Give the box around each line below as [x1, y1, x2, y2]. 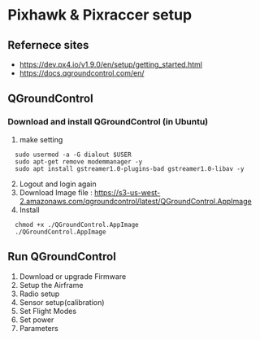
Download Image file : [19, 187, 93, 197]
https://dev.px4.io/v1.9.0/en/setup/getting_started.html [19, 59, 202, 69]
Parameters [19, 323, 58, 333]
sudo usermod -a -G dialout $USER [15, 150, 132, 159]
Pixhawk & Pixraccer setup [7, 6, 193, 24]
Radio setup [19, 289, 60, 299]
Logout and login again [19, 179, 97, 189]
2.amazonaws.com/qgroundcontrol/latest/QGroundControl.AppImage [19, 196, 253, 206]
